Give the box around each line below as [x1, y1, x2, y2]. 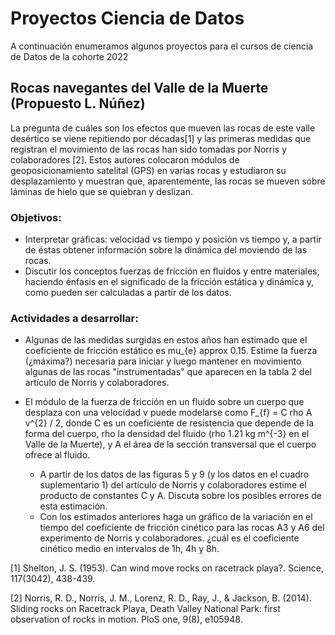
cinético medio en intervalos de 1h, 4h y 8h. [39, 543, 220, 555]
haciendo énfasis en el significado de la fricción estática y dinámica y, [24, 276, 314, 288]
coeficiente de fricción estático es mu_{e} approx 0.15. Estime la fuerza [24, 345, 318, 357]
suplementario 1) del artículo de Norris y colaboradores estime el [39, 479, 307, 491]
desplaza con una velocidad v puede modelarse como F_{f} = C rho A [24, 407, 313, 419]
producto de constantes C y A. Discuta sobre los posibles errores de [39, 490, 323, 502]
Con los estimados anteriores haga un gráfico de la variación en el [39, 511, 313, 523]
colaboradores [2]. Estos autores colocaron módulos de [10, 153, 240, 166]
